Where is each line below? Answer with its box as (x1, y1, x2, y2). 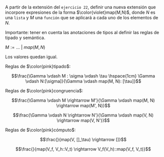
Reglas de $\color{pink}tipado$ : (5, 64, 71, 69)
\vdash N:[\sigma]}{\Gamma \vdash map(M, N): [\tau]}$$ (25, 78, 142, 84)
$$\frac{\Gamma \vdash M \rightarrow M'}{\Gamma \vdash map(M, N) (11, 97, 155, 103)
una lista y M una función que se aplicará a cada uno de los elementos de (5, 15, 159, 20)
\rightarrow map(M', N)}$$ (56, 103, 110, 108)
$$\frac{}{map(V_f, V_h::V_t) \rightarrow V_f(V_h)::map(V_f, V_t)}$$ (15, 146, 151, 152)
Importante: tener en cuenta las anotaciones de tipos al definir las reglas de (5, 30, 160, 35)
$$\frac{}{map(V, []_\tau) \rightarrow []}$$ (40, 137, 127, 142)
